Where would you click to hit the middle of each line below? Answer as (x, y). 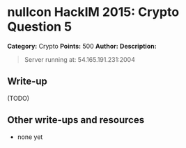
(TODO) (18, 98)
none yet (30, 137)
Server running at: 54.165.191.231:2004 (80, 59)
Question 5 (40, 27)
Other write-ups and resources (76, 120)
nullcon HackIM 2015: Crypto (93, 12)
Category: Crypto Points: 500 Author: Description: (82, 46)
